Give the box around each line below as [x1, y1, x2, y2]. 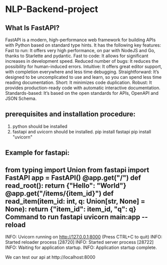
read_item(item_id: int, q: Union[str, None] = [5, 197, 145, 205]
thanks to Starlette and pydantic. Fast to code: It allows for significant [5, 53, 149, 59]
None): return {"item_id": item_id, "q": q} [5, 205, 136, 213]
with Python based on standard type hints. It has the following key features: [5, 42, 161, 48]
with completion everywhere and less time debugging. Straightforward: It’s [5, 69, 159, 75]
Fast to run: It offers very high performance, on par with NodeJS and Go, [5, 48, 155, 53]
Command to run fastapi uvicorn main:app [5, 212, 140, 221]
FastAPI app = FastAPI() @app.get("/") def [5, 173, 141, 182]
